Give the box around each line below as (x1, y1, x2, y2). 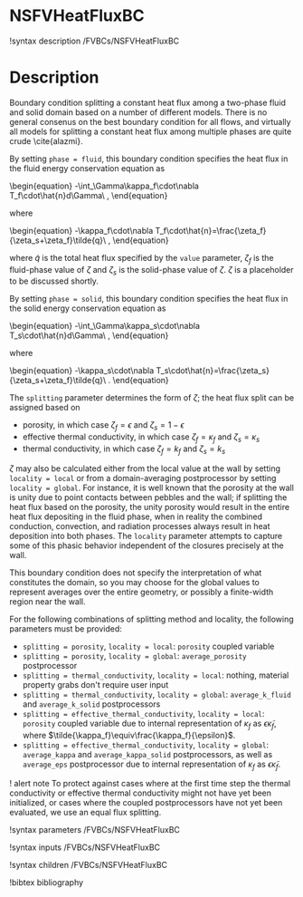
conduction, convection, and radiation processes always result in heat (9, 520, 270, 531)
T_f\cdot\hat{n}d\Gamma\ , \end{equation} (9, 189, 168, 200)
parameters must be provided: (9, 622, 122, 634)
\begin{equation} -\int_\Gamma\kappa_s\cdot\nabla (9, 321, 201, 332)
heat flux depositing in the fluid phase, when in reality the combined (9, 511, 263, 522)
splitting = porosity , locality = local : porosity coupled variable (22, 641, 275, 651)
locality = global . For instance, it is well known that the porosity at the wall (9, 482, 294, 493)
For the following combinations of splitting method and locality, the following (9, 613, 294, 624)
